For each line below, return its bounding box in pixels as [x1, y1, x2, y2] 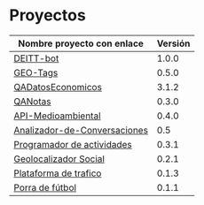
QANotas [13, 95, 51, 107]
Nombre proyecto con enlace [18, 37, 145, 49]
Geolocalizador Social [13, 152, 105, 164]
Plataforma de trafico [13, 167, 102, 179]
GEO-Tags [13, 66, 59, 79]
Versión [156, 37, 191, 49]
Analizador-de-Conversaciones [13, 124, 149, 136]
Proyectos [9, 5, 86, 26]
